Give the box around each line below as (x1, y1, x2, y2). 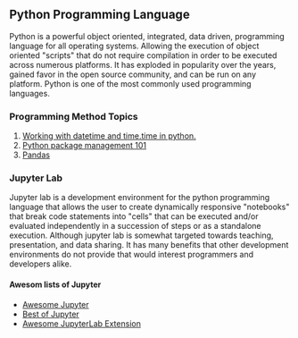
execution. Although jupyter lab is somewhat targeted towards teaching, (9, 230, 274, 241)
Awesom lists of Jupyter (9, 279, 102, 290)
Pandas (21, 149, 51, 160)
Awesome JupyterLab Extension (21, 317, 141, 329)
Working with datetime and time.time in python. (21, 131, 196, 141)
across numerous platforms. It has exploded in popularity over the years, (9, 59, 277, 70)
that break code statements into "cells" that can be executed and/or (9, 211, 259, 222)
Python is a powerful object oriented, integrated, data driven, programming (9, 30, 286, 41)
